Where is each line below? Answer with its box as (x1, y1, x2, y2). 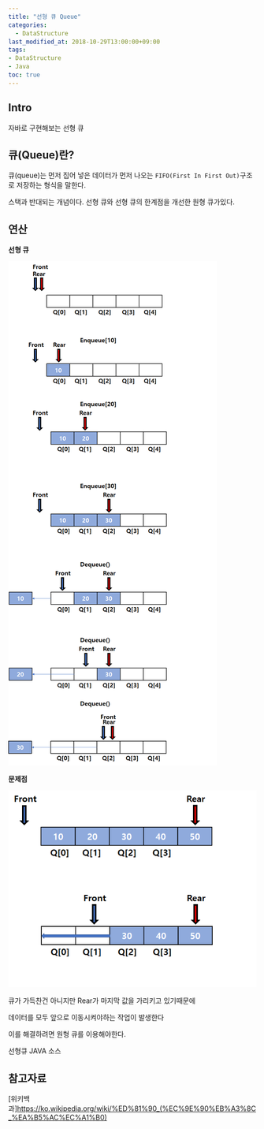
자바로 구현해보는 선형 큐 (8, 123, 84, 132)
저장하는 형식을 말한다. (16, 181, 87, 190)
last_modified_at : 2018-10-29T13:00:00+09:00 (8, 38, 160, 46)
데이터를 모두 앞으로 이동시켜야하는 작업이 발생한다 (8, 1013, 164, 1023)
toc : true (8, 71, 41, 79)
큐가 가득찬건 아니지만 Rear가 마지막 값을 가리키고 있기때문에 (8, 996, 195, 1005)
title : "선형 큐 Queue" (8, 13, 81, 20)
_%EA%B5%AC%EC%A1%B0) (8, 1112, 108, 1123)
